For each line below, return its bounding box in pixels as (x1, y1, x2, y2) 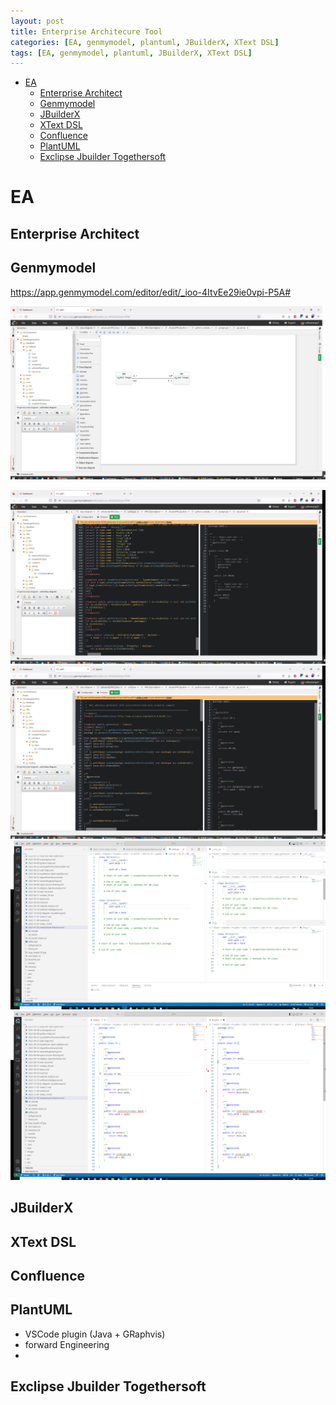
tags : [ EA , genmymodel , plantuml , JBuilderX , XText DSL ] (10, 48, 253, 58)
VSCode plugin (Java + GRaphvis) (24, 1328, 166, 1340)
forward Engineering (24, 1338, 110, 1350)
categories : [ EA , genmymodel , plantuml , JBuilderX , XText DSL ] (10, 37, 280, 47)
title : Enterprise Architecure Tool (10, 26, 163, 37)
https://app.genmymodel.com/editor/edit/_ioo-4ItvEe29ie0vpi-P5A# (10, 286, 292, 298)
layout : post (10, 16, 65, 26)
